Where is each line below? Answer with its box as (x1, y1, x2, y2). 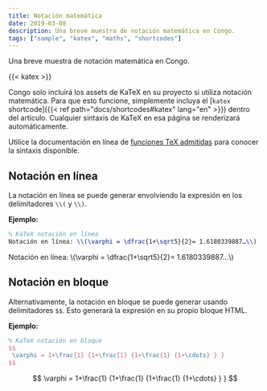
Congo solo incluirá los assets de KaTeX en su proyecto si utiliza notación (8, 88, 252, 97)
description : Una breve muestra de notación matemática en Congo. (8, 27, 236, 35)
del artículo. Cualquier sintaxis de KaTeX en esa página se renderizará (8, 113, 240, 123)
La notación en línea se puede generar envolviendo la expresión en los (8, 191, 243, 200)
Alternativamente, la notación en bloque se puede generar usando (8, 297, 228, 307)
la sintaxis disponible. (8, 146, 80, 155)
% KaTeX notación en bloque (8, 336, 103, 344)
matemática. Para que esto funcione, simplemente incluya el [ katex (8, 96, 231, 105)
